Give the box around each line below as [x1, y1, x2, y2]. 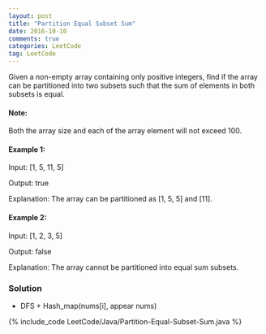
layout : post [8, 11, 53, 20]
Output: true [8, 178, 49, 188]
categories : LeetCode [8, 42, 82, 50]
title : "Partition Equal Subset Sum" [8, 20, 136, 28]
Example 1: [8, 144, 46, 154]
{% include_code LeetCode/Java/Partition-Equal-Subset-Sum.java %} [8, 316, 242, 326]
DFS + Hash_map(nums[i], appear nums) [19, 301, 157, 310]
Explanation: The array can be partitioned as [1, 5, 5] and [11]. [8, 194, 212, 204]
